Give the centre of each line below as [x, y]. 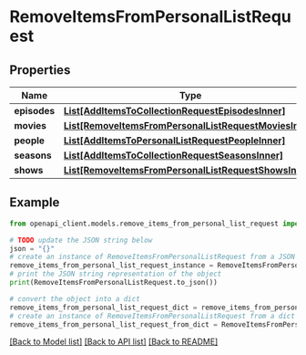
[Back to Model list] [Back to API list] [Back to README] [114, 342]
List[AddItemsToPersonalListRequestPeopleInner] [174, 141]
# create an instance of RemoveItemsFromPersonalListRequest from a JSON [153, 257]
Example [35, 203]
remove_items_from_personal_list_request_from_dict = [114, 324]
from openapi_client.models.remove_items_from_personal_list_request [144, 224]
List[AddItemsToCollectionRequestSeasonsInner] [173, 155]
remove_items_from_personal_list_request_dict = [103, 308]
